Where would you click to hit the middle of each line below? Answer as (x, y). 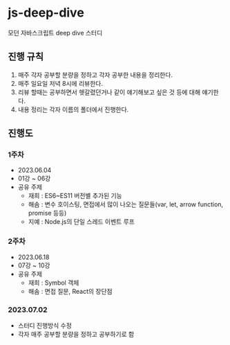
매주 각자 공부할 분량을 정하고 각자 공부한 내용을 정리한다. (95, 75)
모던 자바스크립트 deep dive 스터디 (55, 33)
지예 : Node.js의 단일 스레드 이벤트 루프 (82, 222)
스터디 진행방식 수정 (45, 326)
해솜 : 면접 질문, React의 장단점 (70, 291)
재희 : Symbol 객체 (54, 283)
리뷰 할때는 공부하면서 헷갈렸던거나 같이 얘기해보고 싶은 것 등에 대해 (109, 92)
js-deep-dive (46, 13)
